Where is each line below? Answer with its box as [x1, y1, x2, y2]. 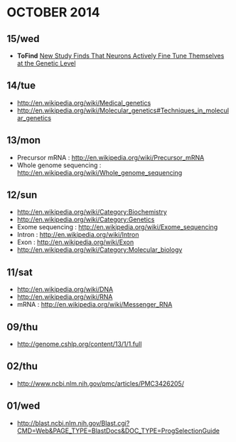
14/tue [6, 80, 36, 92]
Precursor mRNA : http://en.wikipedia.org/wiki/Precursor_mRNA [16, 153, 205, 162]
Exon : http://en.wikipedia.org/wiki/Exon [16, 238, 134, 246]
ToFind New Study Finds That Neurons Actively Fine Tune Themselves [16, 51, 225, 60]
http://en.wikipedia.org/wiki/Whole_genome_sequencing [16, 168, 183, 177]
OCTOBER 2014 [6, 4, 100, 21]
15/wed [6, 33, 40, 45]
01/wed [6, 400, 41, 412]
